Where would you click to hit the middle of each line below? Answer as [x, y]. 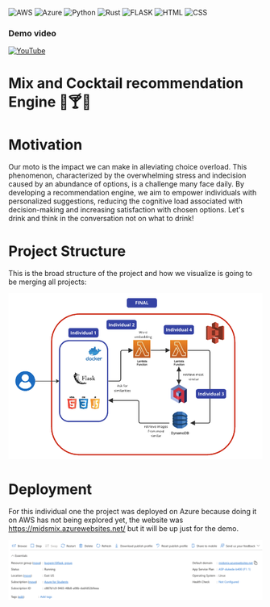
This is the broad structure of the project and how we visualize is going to [130, 274]
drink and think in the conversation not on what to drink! [101, 219]
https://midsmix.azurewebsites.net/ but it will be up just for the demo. [124, 529]
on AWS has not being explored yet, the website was [96, 520]
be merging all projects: [48, 282]
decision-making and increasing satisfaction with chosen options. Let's [127, 210]
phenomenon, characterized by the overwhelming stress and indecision [127, 176]
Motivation [46, 144]
